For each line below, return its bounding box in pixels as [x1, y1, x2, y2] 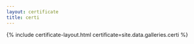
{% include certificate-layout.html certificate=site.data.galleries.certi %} [6, 31, 188, 38]
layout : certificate [6, 8, 59, 15]
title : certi [6, 14, 40, 20]
